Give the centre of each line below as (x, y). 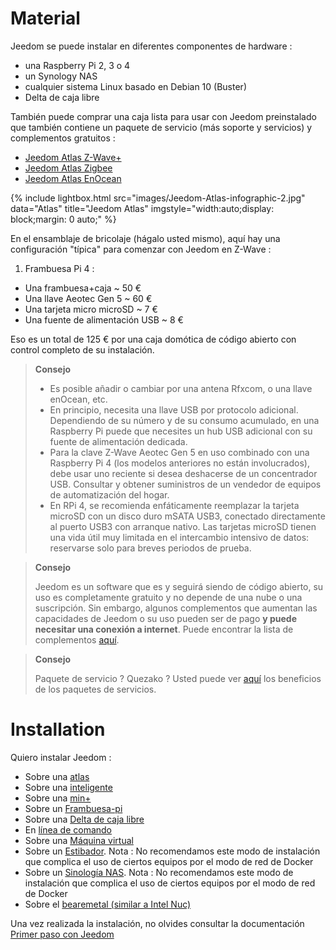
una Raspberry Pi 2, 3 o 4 (77, 65)
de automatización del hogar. (109, 494)
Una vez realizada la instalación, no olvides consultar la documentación (157, 923)
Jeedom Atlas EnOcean (73, 178)
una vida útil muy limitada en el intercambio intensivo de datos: (179, 537)
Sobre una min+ (58, 798)
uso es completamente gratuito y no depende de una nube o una (168, 597)
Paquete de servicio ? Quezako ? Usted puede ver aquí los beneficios (178, 678)
